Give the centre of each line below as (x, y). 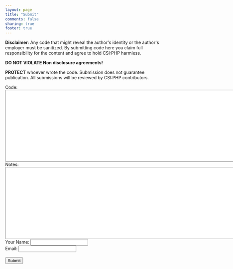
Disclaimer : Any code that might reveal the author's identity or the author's (82, 42)
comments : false (22, 19)
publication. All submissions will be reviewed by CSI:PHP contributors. (77, 78)
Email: (11, 249)
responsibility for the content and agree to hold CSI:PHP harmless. (73, 53)
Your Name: (17, 242)
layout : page (19, 10)
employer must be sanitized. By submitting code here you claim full (74, 48)
